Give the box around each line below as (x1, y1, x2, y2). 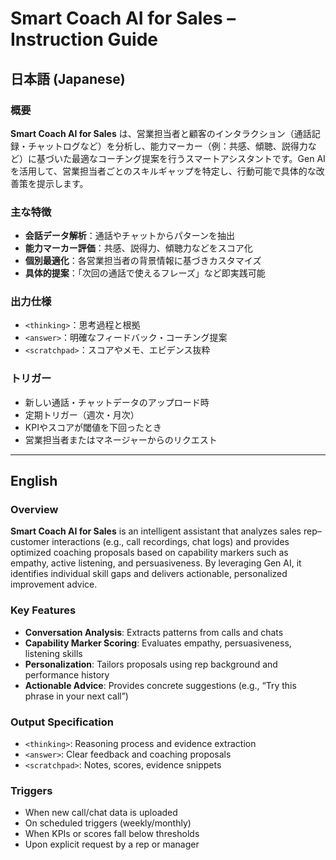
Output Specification (10, 715, 114, 729)
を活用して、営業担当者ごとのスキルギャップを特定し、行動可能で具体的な (10, 165, 317, 177)
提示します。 (36, 177, 89, 189)
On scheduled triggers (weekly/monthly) (24, 817, 192, 829)
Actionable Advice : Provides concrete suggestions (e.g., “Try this (24, 679, 297, 691)
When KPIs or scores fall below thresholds (24, 828, 200, 840)
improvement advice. (10, 578, 98, 591)
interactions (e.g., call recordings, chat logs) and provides (51, 536, 290, 548)
